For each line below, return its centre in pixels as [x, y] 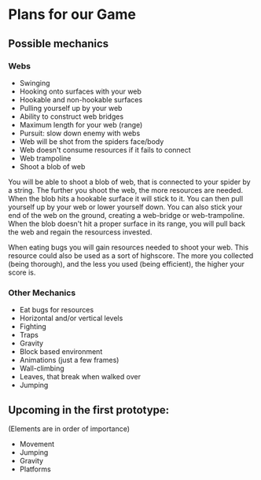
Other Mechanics [42, 293]
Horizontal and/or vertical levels [71, 318]
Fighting [33, 327]
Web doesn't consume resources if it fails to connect [105, 150]
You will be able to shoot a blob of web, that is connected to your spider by [129, 182]
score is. [22, 272]
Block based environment [61, 352]
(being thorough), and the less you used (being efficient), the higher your [127, 264]
